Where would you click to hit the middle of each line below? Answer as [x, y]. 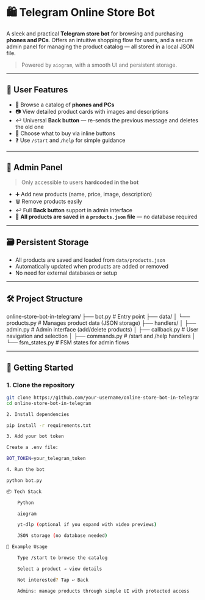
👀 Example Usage [27, 547]
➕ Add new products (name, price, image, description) [84, 194]
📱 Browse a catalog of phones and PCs [65, 105]
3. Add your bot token [35, 436]
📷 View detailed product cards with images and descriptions [92, 111]
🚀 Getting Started [40, 367]
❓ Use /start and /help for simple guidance [70, 140]
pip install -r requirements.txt [49, 425]
